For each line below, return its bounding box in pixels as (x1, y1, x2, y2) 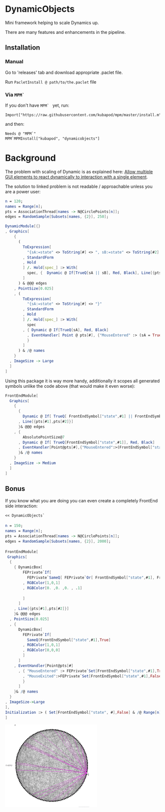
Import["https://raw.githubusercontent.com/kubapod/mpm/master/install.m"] (5, 112, 164, 117)
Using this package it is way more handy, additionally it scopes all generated (5, 377, 160, 384)
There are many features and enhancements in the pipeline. (5, 29, 126, 35)
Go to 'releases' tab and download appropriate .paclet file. (5, 69, 123, 75)
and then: (5, 121, 25, 127)
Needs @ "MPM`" (5, 131, 36, 136)
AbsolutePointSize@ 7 (23, 435, 65, 439)
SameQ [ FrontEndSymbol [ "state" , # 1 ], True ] (27, 638, 111, 642)
